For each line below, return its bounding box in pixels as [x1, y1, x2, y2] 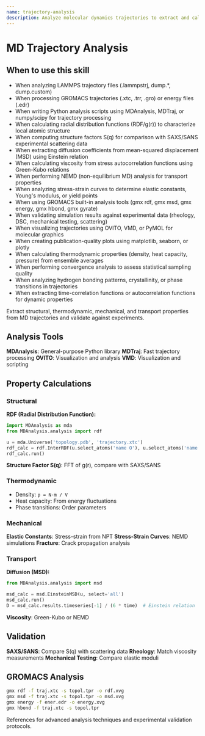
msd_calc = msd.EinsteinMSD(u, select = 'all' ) [6, 591, 124, 597]
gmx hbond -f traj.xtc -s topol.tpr [6, 705, 99, 712]
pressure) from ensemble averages [15, 257, 104, 264]
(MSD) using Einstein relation [15, 153, 88, 160]
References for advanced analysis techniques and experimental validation [6, 716, 192, 723]
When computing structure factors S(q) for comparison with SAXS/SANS [15, 133, 198, 140]
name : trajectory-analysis [6, 9, 75, 15]
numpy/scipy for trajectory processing [15, 114, 112, 121]
